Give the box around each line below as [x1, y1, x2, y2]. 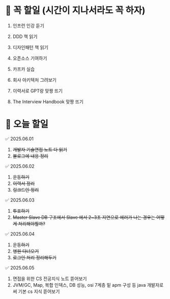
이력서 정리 [12, 180, 35, 187]
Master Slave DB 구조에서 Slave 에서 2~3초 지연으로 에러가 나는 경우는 [12, 214, 155, 220]
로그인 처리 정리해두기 [12, 254, 57, 261]
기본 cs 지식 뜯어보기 [18, 288, 60, 294]
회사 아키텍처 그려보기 [12, 77, 57, 83]
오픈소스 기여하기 [12, 55, 47, 61]
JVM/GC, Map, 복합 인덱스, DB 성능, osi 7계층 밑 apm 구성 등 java [12, 282, 146, 288]
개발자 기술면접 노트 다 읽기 [12, 146, 68, 152]
